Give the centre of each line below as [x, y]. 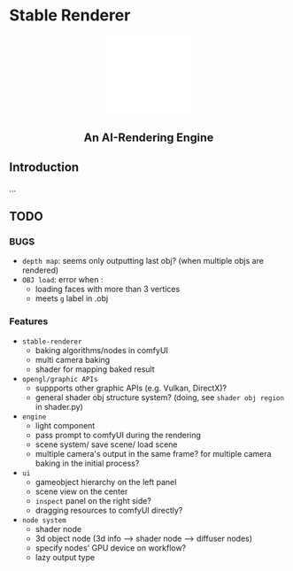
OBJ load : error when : [62, 280]
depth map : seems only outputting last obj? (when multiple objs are [143, 261]
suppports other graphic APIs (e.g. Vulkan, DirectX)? [131, 388]
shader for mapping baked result [95, 369]
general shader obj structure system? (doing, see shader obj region [160, 397]
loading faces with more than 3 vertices [108, 289]
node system [44, 520]
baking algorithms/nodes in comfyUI [101, 350]
